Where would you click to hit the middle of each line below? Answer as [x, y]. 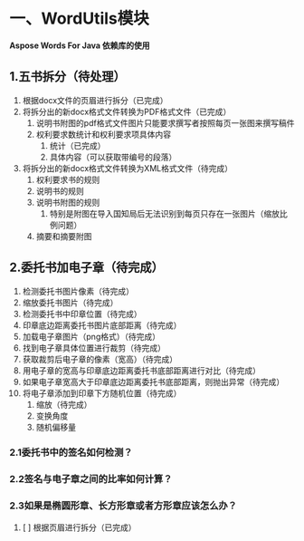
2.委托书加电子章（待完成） [87, 268]
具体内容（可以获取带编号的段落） [113, 157]
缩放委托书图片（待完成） [70, 302]
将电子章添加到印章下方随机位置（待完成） [102, 393]
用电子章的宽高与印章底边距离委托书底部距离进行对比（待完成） [141, 370]
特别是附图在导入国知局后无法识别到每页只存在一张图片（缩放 [165, 213]
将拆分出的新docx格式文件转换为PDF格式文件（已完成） [127, 111]
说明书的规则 [60, 190]
